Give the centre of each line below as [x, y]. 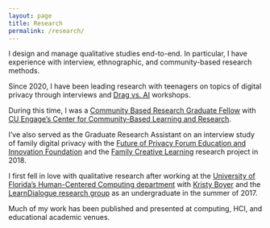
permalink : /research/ [46, 31]
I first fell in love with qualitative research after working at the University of [132, 176]
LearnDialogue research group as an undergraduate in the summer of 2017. [133, 193]
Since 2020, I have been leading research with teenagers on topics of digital [135, 86]
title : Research [35, 23]
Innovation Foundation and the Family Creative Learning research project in [133, 152]
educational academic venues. [59, 218]
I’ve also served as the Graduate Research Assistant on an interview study [132, 135]
